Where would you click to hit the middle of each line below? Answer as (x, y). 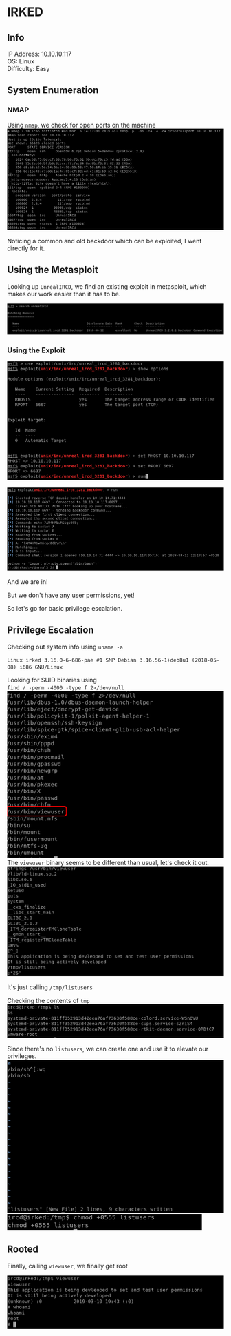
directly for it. (26, 248)
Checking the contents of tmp (48, 1000)
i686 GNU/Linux (41, 667)
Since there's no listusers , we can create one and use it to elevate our (108, 1049)
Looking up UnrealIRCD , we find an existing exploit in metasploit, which (107, 286)
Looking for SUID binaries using (52, 680)
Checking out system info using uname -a (65, 647)
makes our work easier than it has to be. (64, 294)
